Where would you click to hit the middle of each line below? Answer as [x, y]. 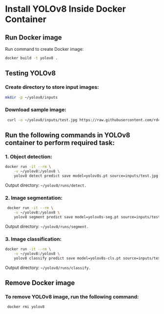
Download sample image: [36, 110]
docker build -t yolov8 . [31, 58]
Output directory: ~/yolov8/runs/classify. [48, 268]
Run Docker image [33, 37]
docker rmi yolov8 [26, 307]
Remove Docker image [40, 283]
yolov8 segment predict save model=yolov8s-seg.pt [66, 217]
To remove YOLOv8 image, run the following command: [72, 297]
